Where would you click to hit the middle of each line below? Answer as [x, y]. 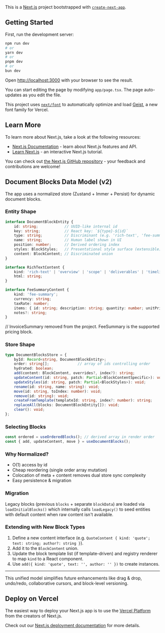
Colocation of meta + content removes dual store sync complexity [79, 475]
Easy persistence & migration [42, 481]
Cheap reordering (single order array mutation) [60, 470]
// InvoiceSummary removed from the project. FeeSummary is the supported [82, 327]
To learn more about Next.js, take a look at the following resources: [73, 137]
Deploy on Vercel [32, 599]
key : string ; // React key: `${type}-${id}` [71, 231]
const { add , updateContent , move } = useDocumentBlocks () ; [68, 442]
